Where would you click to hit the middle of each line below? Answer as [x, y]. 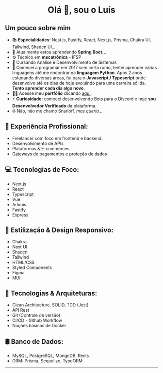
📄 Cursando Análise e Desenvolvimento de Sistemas [64, 62]
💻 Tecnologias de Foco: [42, 170]
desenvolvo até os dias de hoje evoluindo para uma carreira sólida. [79, 83]
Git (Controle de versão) [36, 315]
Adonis [19, 204]
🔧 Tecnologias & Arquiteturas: [51, 293]
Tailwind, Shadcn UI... [34, 47]
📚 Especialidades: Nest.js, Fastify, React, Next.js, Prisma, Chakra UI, [81, 40]
